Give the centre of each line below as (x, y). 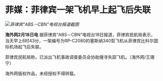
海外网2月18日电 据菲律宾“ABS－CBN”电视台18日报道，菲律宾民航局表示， (80, 34)
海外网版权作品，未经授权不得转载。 (42, 73)
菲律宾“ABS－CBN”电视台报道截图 (45, 24)
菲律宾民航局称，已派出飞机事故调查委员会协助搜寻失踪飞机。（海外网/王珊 (80, 57)
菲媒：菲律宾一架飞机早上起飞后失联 (78, 10)
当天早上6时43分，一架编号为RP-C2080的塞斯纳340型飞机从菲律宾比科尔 (80, 40)
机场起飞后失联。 (26, 47)
